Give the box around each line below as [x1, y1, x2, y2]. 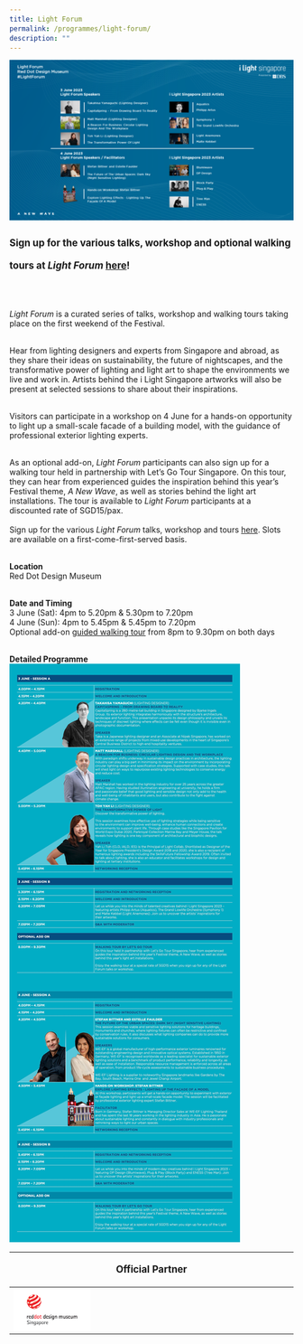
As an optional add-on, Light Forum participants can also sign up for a [9, 456, 270, 467]
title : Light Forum [9, 14, 83, 23]
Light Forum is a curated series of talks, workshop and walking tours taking [9, 308, 289, 319]
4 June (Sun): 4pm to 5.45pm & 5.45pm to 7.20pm [9, 616, 197, 627]
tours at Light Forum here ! [9, 258, 131, 271]
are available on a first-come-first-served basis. [9, 533, 188, 544]
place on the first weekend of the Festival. [9, 317, 165, 329]
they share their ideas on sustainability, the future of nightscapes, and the [9, 354, 283, 365]
